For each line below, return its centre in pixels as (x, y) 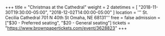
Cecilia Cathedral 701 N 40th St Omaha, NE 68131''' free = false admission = (83, 18)
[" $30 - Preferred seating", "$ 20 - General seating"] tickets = (68, 23)
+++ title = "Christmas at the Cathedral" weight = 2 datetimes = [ (71, 7)
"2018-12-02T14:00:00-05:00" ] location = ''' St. (99, 12)
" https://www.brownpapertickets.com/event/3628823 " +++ (66, 28)
